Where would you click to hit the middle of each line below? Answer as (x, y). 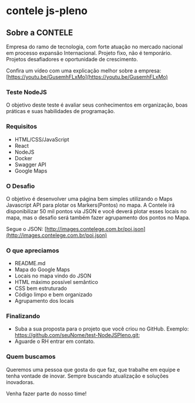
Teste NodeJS (26, 92)
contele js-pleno (47, 11)
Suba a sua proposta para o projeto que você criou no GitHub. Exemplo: (102, 329)
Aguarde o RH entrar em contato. (55, 341)
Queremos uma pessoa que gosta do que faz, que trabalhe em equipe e (93, 369)
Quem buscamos (31, 356)
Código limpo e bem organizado (53, 295)
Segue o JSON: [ (26, 229)
